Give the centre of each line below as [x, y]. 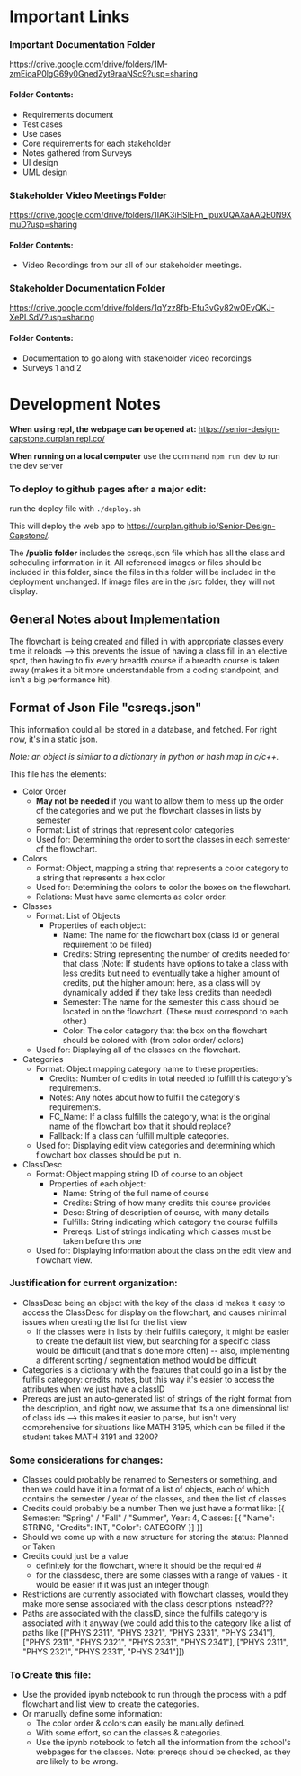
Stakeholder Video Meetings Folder [89, 195]
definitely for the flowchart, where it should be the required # [149, 1566]
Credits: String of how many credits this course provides [167, 1203]
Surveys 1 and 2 [52, 367]
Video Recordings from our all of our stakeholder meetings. [132, 265]
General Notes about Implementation [115, 620]
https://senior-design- [239, 428]
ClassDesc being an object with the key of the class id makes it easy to [154, 1303]
